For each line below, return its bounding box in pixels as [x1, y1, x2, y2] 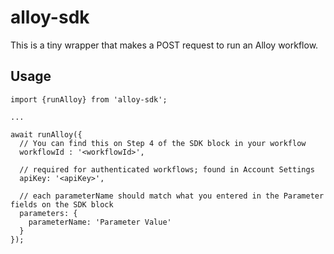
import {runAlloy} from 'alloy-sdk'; [10, 94, 168, 105]
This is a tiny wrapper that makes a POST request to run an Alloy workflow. [10, 39, 319, 51]
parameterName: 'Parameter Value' [28, 217, 172, 227]
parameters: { [19, 208, 78, 218]
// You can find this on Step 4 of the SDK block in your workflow [19, 138, 307, 148]
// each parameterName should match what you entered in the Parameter [19, 191, 325, 201]
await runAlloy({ [10, 129, 83, 140]
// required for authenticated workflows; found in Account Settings [19, 164, 315, 175]
